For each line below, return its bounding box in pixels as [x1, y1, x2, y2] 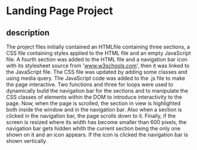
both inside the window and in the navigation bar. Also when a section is [6, 106, 182, 113]
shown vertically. [6, 138, 47, 144]
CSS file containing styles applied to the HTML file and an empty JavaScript [6, 50, 191, 57]
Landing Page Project [6, 4, 114, 18]
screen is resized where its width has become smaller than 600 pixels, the [6, 119, 187, 125]
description [6, 28, 50, 38]
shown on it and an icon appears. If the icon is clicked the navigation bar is [6, 131, 188, 138]
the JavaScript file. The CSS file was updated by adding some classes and [6, 69, 188, 75]
